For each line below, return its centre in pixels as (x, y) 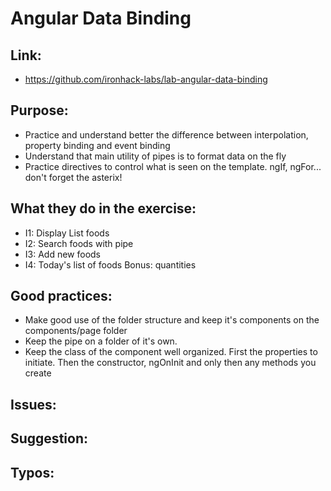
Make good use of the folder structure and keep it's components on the (172, 320)
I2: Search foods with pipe (79, 243)
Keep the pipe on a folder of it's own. (101, 341)
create (38, 373)
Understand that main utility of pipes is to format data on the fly (155, 156)
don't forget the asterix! (73, 177)
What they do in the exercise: (103, 208)
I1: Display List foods (67, 233)
